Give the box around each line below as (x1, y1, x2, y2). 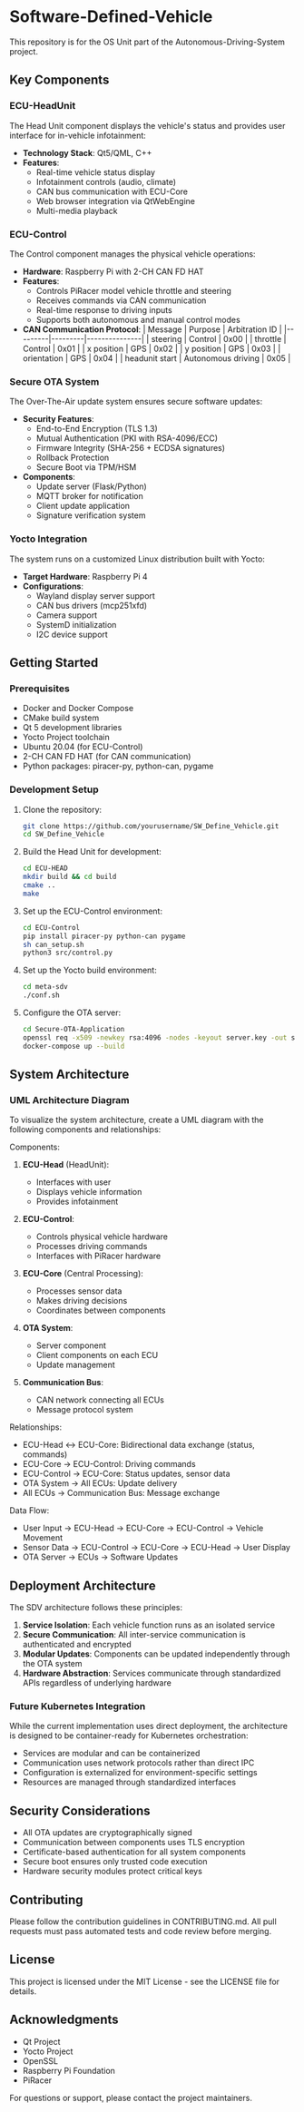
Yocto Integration (9, 533, 88, 545)
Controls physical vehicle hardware (35, 1231, 169, 1242)
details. (9, 1985, 37, 1997)
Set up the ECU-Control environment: (22, 905, 163, 916)
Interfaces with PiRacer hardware (35, 1250, 162, 1262)
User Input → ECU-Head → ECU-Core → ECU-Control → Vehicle (22, 1522, 264, 1534)
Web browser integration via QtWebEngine (35, 195, 195, 206)
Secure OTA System (9, 375, 100, 387)
